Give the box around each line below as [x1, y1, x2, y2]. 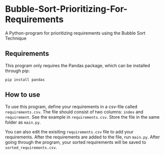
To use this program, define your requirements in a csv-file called [5, 103, 137, 109]
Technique [5, 35, 27, 41]
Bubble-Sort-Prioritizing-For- [5, 3, 128, 15]
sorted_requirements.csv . [5, 144, 57, 150]
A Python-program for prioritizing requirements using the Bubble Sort [5, 30, 146, 36]
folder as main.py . [5, 119, 41, 125]
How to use [5, 91, 40, 99]
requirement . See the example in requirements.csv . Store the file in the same [5, 114, 160, 120]
